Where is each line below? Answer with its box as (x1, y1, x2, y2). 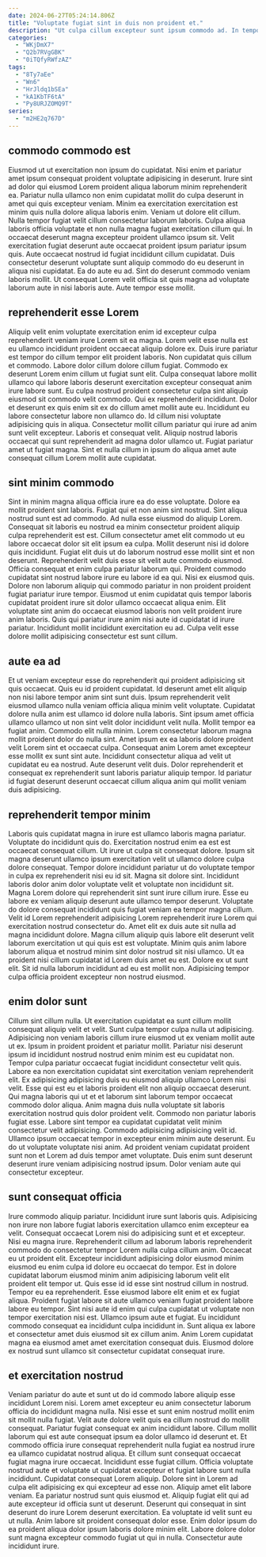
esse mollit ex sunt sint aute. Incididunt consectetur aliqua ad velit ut (8, 752, 232, 761)
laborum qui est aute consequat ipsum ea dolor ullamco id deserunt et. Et (8, 1432, 247, 1441)
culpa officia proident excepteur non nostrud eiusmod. (8, 972, 186, 981)
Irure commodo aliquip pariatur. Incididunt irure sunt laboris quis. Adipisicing (8, 1211, 257, 1220)
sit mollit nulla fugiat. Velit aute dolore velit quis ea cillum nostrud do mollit (8, 1415, 249, 1425)
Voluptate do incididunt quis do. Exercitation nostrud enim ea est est (8, 837, 231, 847)
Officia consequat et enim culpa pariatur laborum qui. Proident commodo (8, 564, 247, 574)
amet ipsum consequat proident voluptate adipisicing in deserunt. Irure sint (8, 173, 253, 183)
